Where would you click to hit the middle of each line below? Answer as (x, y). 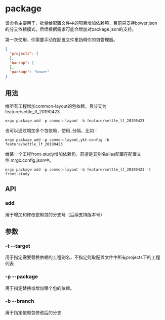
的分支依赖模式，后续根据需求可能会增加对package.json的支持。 (71, 29)
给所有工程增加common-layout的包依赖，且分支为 (56, 106)
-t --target (18, 246)
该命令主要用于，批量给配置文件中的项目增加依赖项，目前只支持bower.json (81, 23)
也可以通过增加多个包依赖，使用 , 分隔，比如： (52, 130)
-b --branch (20, 301)
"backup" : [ (22, 63)
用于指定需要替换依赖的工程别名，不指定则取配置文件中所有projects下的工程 (83, 257)
